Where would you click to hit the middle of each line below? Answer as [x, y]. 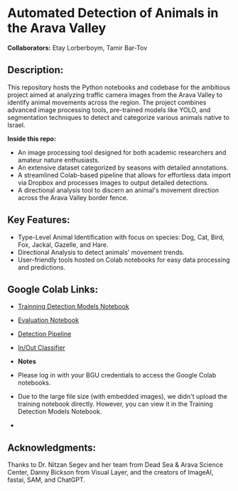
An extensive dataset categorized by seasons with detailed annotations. [123, 167]
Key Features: [39, 220]
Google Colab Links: [53, 289]
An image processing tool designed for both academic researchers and [122, 152]
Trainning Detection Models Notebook [73, 307]
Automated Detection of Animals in [113, 13]
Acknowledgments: [52, 447]
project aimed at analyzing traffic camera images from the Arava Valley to [115, 94]
